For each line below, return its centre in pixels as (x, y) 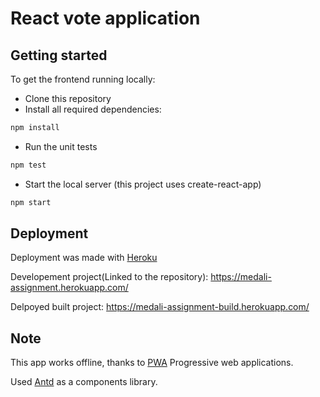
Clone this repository (68, 98)
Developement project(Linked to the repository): (109, 277)
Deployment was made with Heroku (84, 258)
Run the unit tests (61, 146)
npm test (28, 165)
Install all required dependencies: (93, 109)
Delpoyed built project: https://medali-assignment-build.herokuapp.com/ (160, 307)
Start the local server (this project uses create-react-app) (143, 184)
